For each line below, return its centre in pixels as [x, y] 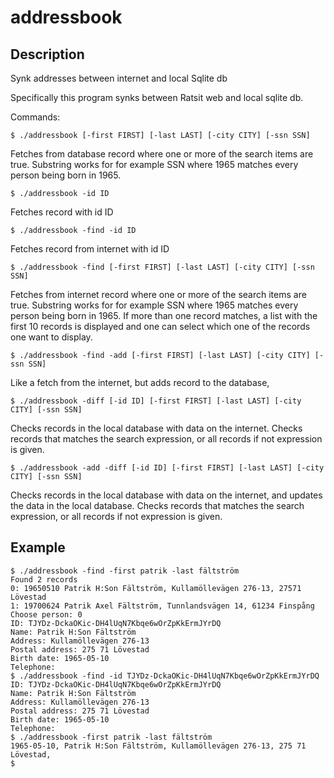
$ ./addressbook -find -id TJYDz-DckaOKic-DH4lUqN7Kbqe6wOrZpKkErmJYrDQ [165, 676]
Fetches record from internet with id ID [90, 249]
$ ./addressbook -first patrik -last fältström [111, 737]
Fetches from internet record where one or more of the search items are [158, 294]
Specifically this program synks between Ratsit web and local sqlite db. [157, 97]
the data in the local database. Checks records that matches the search [157, 505]
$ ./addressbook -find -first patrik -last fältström [125, 571]
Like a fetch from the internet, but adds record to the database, [140, 382]
